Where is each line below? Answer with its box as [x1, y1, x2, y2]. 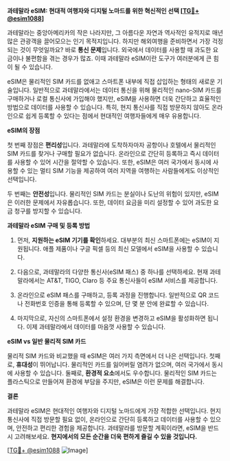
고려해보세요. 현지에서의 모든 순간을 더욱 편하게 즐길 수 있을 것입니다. [14, 432, 198, 440]
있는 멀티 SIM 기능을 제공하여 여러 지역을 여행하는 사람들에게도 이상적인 [27, 167, 220, 174]
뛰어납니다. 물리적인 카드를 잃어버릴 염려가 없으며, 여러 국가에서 [40, 360, 211, 368]
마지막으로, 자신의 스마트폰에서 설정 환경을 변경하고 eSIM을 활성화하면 [16, 314, 206, 322]
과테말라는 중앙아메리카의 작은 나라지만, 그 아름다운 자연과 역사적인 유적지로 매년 [7, 29, 224, 36]
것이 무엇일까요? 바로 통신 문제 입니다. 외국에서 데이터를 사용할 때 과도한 [19, 46, 211, 54]
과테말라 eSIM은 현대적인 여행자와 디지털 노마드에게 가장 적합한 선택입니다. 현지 [7, 407, 222, 414]
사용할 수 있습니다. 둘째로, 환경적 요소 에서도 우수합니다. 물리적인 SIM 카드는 [14, 369, 218, 377]
